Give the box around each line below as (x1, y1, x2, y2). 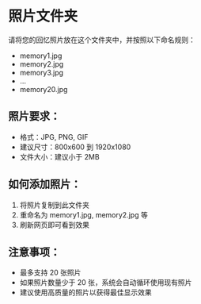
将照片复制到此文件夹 (19, 200, 89, 210)
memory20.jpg (19, 84, 68, 94)
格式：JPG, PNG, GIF (19, 132, 89, 141)
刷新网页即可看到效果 (19, 220, 89, 229)
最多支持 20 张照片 (19, 267, 82, 278)
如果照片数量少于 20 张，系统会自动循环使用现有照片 (19, 278, 192, 287)
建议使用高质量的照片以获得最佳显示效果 (19, 287, 152, 298)
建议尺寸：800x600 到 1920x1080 (19, 142, 131, 152)
